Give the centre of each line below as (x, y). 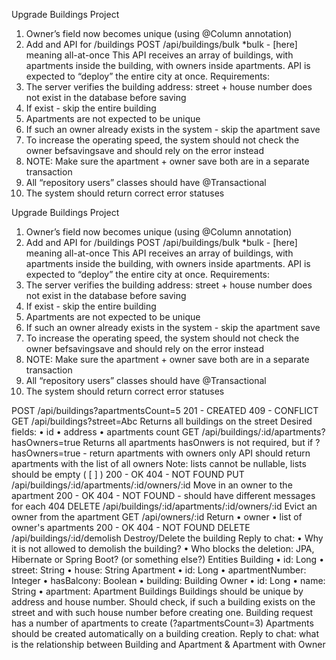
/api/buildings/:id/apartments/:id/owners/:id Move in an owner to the (152, 485)
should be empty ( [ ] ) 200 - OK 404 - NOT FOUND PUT (128, 474)
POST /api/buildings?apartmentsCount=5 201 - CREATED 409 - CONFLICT (165, 410)
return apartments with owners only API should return (200, 453)
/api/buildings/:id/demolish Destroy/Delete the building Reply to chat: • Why (167, 538)
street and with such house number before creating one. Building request (162, 612)
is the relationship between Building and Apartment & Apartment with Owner (168, 644)
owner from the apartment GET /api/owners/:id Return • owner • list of (157, 517)
